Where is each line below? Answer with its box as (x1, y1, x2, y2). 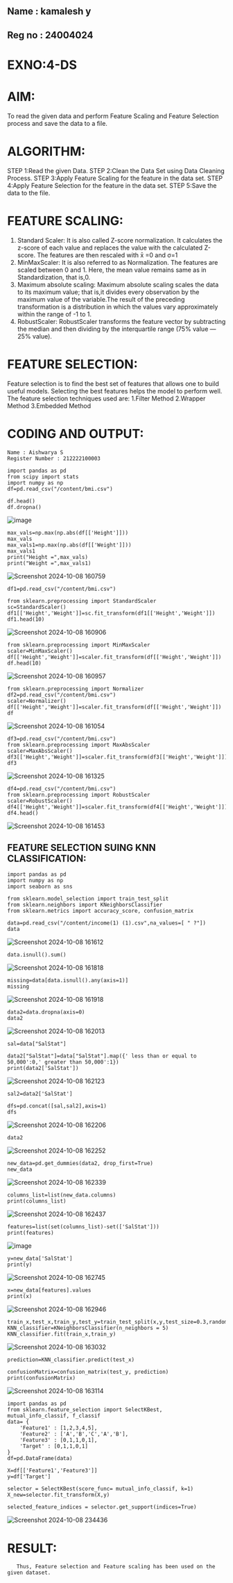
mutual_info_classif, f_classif (7, 1413, 101, 1420)
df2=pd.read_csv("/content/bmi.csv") (7, 691, 116, 698)
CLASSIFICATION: (7, 853, 87, 865)
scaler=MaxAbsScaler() (7, 747, 73, 754)
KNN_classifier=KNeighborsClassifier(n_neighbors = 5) (7, 1324, 169, 1332)
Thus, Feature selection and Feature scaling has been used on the (16, 1564, 216, 1570)
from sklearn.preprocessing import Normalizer (7, 685, 144, 692)
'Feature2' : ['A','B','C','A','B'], (19, 1431, 129, 1438)
